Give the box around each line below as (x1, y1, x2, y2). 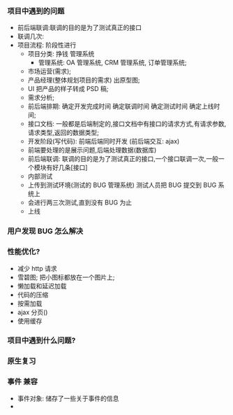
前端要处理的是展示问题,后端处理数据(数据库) (27, 146, 157, 155)
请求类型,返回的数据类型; (27, 128, 99, 137)
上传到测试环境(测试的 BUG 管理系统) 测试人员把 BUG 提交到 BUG (27, 181, 217, 190)
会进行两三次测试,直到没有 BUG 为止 (27, 198, 133, 207)
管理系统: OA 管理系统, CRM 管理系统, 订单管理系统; (38, 58, 187, 67)
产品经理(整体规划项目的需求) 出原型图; (27, 76, 140, 85)
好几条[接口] (52, 163, 88, 172)
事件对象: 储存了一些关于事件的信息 (17, 394, 119, 402)
